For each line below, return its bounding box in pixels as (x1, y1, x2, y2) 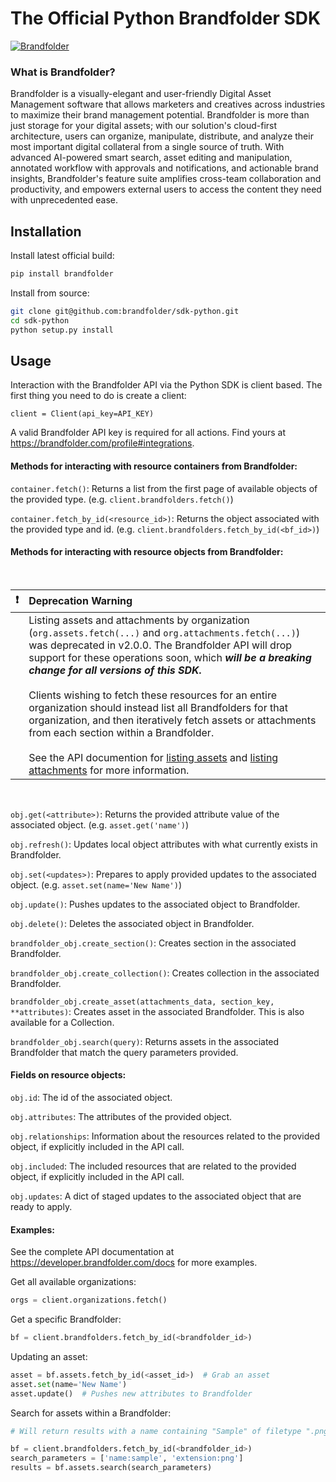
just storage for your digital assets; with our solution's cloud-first (10, 120, 278, 132)
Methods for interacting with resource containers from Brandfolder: (10, 460, 298, 472)
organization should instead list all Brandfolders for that (28, 700, 288, 714)
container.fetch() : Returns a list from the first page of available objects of (10, 482, 318, 494)
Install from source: (10, 287, 90, 299)
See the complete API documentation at (10, 1246, 175, 1258)
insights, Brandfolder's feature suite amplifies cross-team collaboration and (10, 173, 322, 185)
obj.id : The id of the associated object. (10, 1091, 173, 1103)
